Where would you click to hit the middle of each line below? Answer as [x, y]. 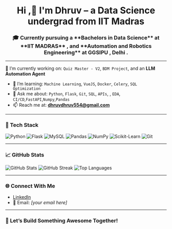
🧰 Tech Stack [22, 125]
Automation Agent [25, 74]
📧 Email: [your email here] [40, 203]
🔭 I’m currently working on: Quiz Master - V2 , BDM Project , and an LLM [80, 68]
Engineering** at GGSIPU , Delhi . [86, 52]
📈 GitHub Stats [25, 155]
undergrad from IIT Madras [86, 21]
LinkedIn [22, 197]
